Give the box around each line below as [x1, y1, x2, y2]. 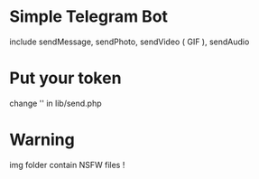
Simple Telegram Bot [9, 6, 169, 27]
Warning [9, 129, 75, 150]
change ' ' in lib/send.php [9, 98, 102, 108]
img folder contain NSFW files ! [9, 159, 125, 170]
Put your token [9, 68, 122, 89]
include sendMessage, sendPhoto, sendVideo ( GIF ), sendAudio [9, 36, 250, 47]
